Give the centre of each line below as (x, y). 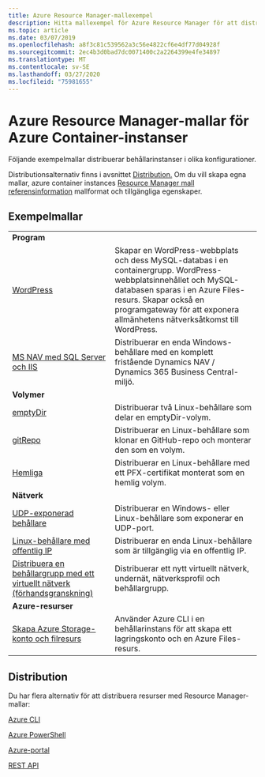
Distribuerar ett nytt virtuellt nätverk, (182, 568)
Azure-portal (29, 750)
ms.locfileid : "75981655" (50, 81)
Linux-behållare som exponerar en (179, 519)
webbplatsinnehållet (152, 280)
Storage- (78, 629)
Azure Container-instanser (98, 137)
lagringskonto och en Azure (166, 639)
